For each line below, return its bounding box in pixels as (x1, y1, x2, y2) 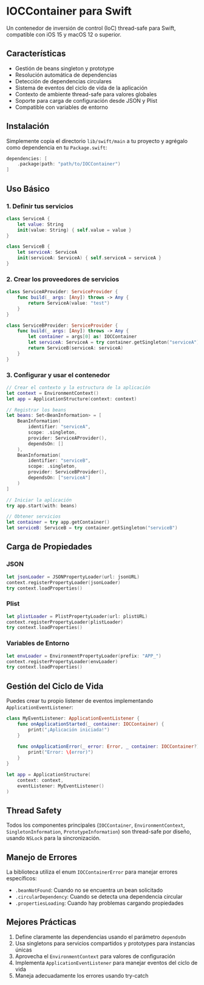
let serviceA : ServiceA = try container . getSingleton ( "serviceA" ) (28, 339, 200, 346)
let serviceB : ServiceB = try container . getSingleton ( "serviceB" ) (6, 525, 178, 531)
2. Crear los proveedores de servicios (6, 275, 120, 284)
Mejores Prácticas (6, 917, 77, 927)
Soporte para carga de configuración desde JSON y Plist (15, 97, 158, 104)
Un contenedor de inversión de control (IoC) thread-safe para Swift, (6, 24, 176, 32)
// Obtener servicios (6, 513, 61, 520)
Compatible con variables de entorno (15, 103, 108, 111)
